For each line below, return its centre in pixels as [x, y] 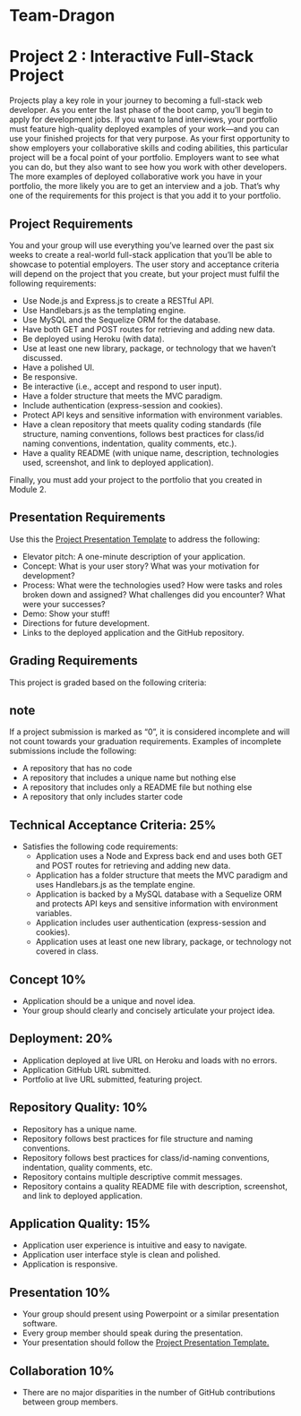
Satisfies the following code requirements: [100, 846]
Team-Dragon [62, 16]
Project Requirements [71, 223]
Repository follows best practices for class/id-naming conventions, [146, 1157]
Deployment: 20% [61, 1038]
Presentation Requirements [87, 517]
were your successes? [64, 604]
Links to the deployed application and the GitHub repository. [133, 632]
